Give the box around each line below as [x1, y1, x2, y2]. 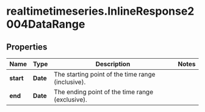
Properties [6, 42, 48, 52]
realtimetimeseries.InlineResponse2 [6, 4, 195, 18]
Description [95, 60, 131, 68]
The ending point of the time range [54, 88, 154, 96]
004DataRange [6, 17, 85, 31]
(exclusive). [54, 95, 87, 103]
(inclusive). [54, 78, 86, 86]
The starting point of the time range [54, 70, 156, 78]
